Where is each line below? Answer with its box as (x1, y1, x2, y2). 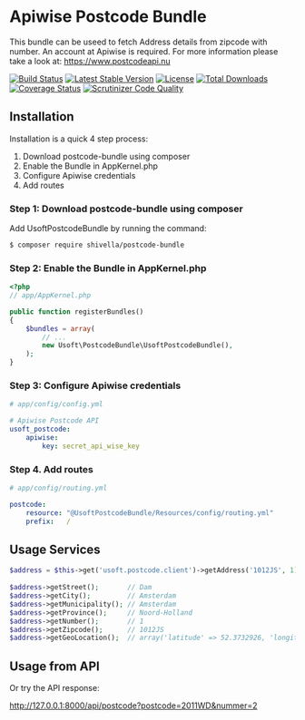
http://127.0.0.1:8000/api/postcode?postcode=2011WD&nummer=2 (9, 700, 258, 711)
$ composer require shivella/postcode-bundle (9, 240, 184, 250)
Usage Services (9, 541, 102, 557)
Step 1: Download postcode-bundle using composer (9, 202, 243, 215)
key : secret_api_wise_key (42, 442, 141, 451)
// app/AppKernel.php (9, 291, 92, 300)
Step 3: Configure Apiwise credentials (9, 379, 182, 392)
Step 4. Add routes (9, 462, 93, 475)
